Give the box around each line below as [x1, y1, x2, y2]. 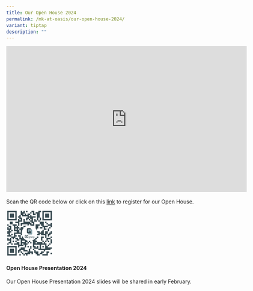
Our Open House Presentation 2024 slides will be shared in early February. [6, 278, 192, 285]
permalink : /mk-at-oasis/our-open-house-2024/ [6, 16, 125, 22]
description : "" [6, 29, 47, 35]
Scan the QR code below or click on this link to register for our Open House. [6, 198, 194, 205]
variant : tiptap [6, 22, 47, 28]
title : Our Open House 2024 [6, 10, 77, 16]
